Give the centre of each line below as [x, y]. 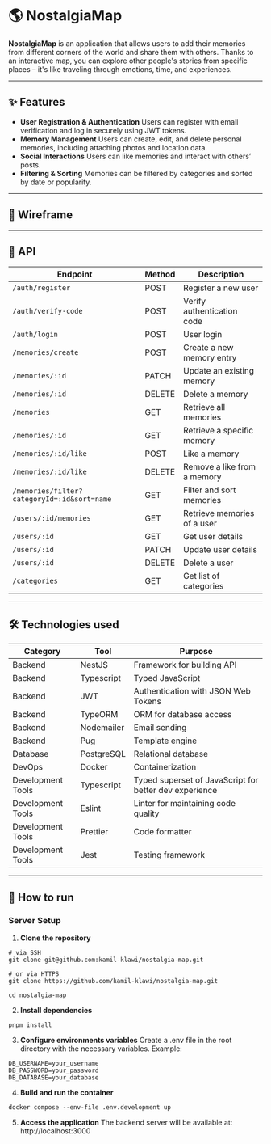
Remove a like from [219, 467]
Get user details [213, 537]
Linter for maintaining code [185, 804]
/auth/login [35, 335]
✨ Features [37, 102]
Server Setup [35, 920]
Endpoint [75, 274]
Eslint [91, 808]
